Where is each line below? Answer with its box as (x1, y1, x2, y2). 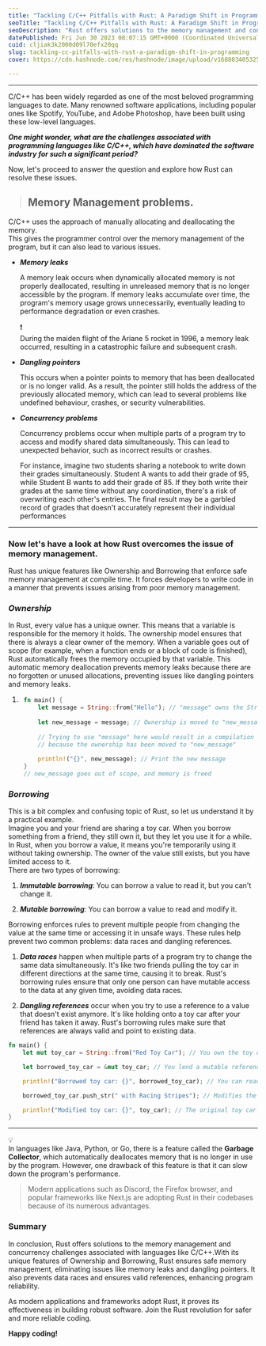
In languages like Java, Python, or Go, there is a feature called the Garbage (8, 1144, 254, 1154)
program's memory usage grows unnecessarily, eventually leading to (19, 298, 245, 307)
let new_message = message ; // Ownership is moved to (37, 718, 219, 726)
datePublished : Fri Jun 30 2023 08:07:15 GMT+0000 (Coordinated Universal (8, 33, 260, 42)
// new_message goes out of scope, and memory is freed (23, 770, 212, 778)
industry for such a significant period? (8, 149, 139, 158)
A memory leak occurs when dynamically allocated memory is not (19, 272, 235, 282)
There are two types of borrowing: (8, 866, 120, 875)
